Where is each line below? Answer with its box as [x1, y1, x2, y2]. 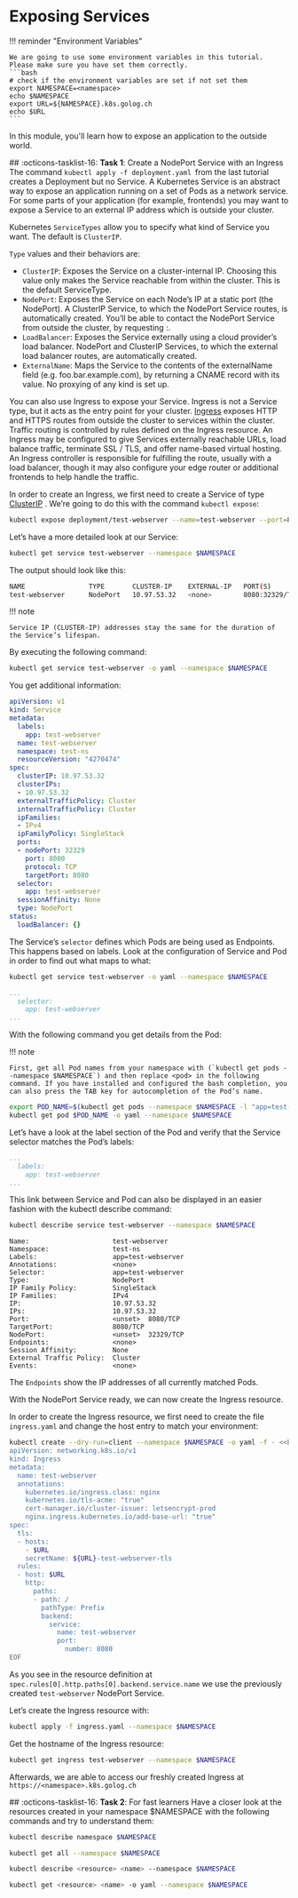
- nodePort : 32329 [17, 846, 86, 855]
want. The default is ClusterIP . [9, 231, 122, 242]
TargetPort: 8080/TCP [9, 1322, 145, 1332]
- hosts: [17, 1537, 50, 1546]
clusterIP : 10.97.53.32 [17, 771, 105, 781]
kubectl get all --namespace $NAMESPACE [9, 1848, 161, 1858]
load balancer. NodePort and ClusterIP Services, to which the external [21, 340, 278, 352]
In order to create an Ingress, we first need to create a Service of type [9, 489, 264, 499]
